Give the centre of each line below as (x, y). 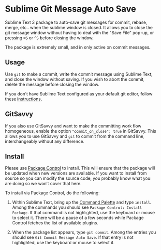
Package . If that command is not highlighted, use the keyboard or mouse (83, 213)
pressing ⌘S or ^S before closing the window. (49, 38)
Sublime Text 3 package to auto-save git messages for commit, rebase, (76, 22)
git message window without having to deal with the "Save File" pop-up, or (80, 32)
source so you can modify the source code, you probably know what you (78, 178)
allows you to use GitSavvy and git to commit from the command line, (75, 136)
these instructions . (23, 99)
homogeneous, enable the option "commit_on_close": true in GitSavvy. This (80, 131)
